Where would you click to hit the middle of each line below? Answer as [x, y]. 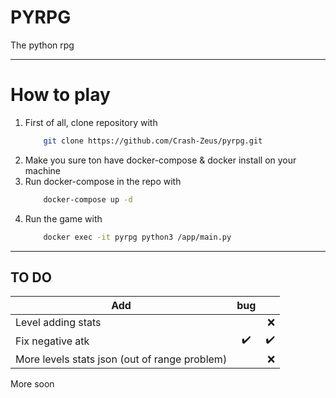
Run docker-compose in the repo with [103, 181]
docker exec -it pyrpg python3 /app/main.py [137, 237]
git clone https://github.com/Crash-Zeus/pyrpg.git [153, 141]
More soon [32, 384]
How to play [60, 95]
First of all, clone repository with [91, 122]
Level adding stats [58, 323]
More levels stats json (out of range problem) [121, 359]
